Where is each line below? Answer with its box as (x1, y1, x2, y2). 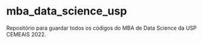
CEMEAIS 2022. (6, 30, 47, 38)
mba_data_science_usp (6, 4, 127, 18)
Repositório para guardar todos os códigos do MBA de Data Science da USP (6, 24, 197, 31)
